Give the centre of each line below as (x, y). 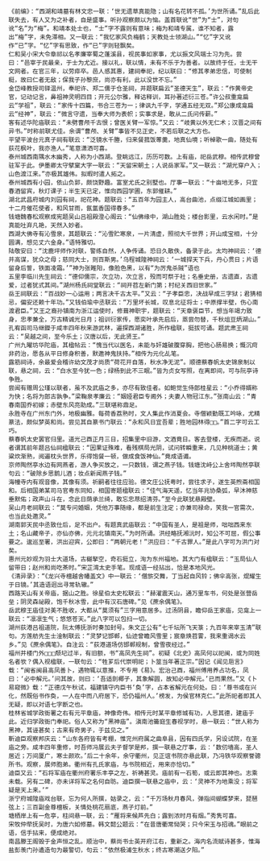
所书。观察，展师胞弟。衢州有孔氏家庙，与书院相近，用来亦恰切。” (102, 764)
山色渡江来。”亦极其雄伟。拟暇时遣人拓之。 (69, 174)
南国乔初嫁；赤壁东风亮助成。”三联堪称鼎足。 (77, 405)
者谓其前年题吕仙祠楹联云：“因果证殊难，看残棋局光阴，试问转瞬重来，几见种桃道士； (130, 448)
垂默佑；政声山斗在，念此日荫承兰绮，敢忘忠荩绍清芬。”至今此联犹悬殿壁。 (114, 499)
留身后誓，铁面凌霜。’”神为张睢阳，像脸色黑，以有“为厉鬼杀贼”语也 (104, 268)
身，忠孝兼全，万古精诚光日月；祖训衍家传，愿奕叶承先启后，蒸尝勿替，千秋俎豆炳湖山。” (135, 320)
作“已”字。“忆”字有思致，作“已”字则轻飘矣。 (73, 46)
